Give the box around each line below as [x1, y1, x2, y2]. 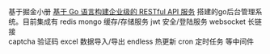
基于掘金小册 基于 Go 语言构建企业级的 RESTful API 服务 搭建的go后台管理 [8, 7, 255, 16]
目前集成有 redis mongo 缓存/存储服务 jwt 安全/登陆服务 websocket [22, 17, 247, 26]
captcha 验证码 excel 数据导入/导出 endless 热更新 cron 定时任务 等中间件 [8, 37, 255, 46]
